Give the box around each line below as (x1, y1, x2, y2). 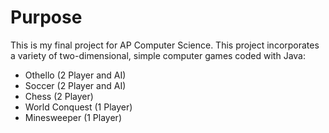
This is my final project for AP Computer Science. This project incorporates (10, 39, 320, 51)
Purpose (10, 6, 83, 29)
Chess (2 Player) (24, 90, 94, 102)
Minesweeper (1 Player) (24, 111, 122, 123)
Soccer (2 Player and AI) (24, 79, 127, 91)
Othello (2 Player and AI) (24, 69, 127, 81)
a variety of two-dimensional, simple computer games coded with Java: (10, 49, 306, 61)
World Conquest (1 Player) (24, 101, 133, 113)
